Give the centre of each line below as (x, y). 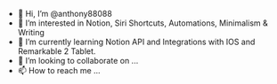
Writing (31, 32)
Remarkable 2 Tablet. (57, 51)
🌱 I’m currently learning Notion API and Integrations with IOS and (136, 42)
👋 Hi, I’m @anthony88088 (65, 14)
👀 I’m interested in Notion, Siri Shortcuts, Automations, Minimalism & (143, 23)
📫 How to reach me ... (59, 70)
